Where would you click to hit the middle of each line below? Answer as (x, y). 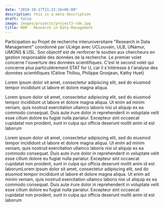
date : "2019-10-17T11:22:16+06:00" (41, 10)
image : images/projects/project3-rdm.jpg (48, 23)
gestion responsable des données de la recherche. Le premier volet (73, 57)
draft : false (18, 19)
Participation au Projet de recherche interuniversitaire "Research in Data (78, 42)
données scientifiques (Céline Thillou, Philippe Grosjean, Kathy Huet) (75, 73)
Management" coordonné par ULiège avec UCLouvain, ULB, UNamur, (75, 47)
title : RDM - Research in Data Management (49, 28)
